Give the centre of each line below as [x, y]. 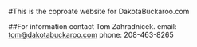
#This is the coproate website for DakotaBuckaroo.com [99, 11]
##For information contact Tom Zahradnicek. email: [93, 26]
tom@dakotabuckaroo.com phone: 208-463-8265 [91, 35]
